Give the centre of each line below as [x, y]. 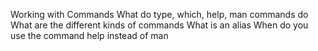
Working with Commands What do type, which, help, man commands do [159, 14]
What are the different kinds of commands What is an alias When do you [159, 25]
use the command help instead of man [89, 35]
